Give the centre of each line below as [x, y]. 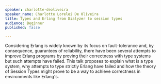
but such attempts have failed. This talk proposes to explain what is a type [79, 61]
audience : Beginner [25, 23]
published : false [23, 28]
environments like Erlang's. [32, 77]
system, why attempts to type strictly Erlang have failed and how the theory [80, 67]
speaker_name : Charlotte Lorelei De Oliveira [52, 14]
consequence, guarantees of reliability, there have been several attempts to [80, 51]
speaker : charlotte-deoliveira [37, 9]
